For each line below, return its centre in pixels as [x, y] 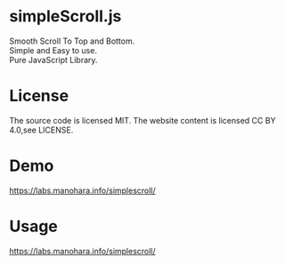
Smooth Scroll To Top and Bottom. [72, 41]
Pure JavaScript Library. [53, 60]
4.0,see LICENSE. [41, 130]
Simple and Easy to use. [53, 50]
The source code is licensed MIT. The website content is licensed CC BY [142, 120]
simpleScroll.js [65, 16]
